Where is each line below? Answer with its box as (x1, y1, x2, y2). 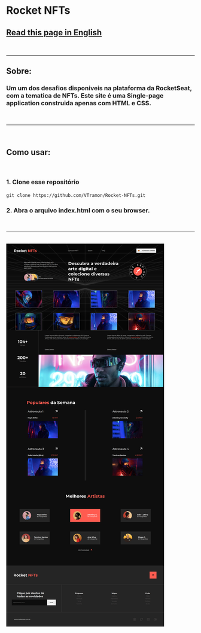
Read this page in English (6, 28, 102, 38)
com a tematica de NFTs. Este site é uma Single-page (6, 92, 164, 100)
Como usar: (6, 147, 51, 157)
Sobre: (6, 66, 32, 77)
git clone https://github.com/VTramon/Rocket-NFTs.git (6, 192, 146, 198)
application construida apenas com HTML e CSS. (6, 99, 151, 108)
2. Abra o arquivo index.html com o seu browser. (6, 206, 150, 214)
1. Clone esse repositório (6, 178, 80, 186)
